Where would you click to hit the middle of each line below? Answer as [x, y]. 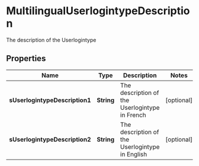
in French [133, 115]
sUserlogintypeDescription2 [50, 139]
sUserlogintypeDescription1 [50, 100]
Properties [26, 58]
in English [134, 154]
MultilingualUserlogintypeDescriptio [98, 11]
